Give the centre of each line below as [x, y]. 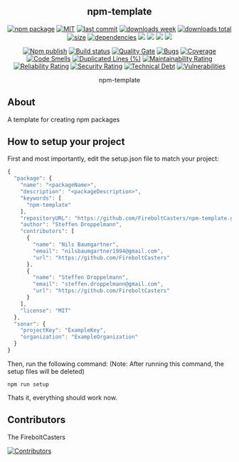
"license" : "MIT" [46, 311]
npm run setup [28, 384]
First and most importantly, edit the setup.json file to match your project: [113, 159]
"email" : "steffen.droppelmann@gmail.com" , [98, 284]
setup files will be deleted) [46, 371]
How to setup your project [66, 142]
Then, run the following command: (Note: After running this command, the [116, 364]
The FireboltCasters [37, 437]
